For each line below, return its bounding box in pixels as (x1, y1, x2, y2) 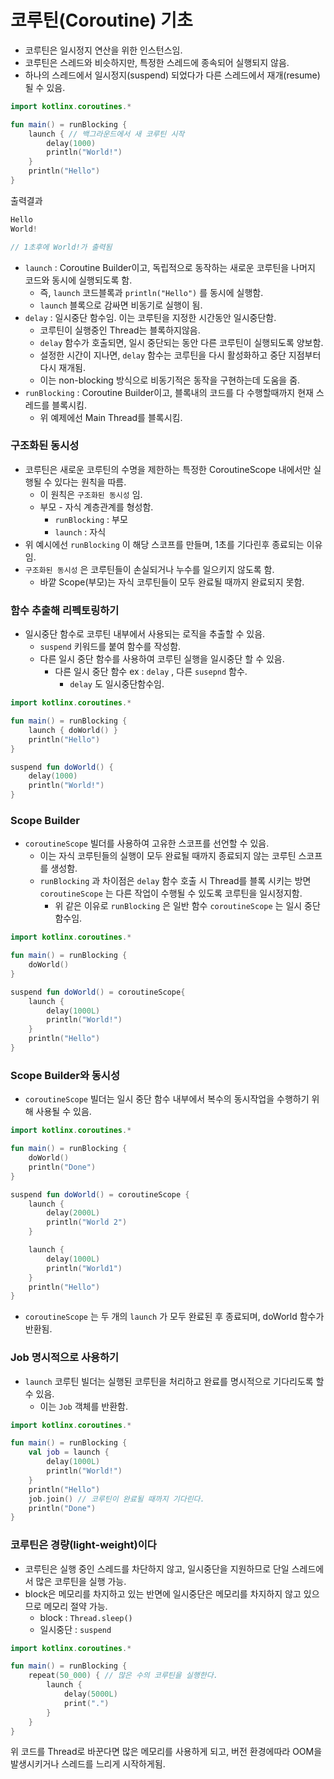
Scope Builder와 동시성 (10, 1068, 120, 1082)
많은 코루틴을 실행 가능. (35, 1575, 127, 1587)
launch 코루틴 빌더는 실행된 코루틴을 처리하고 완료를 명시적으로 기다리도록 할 (24, 1375, 325, 1387)
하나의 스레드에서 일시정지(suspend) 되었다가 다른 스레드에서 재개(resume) (24, 69, 321, 81)
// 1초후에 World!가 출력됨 (10, 242, 113, 252)
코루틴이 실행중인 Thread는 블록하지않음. (39, 324, 201, 336)
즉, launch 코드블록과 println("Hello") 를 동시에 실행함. (39, 286, 264, 298)
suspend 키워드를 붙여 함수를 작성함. (39, 641, 182, 653)
